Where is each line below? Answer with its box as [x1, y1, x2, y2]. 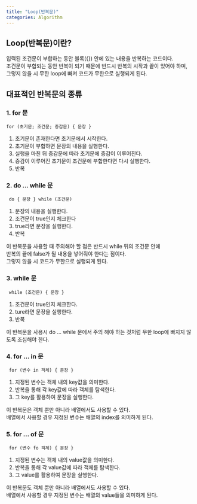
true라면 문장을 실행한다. [14, 223, 73, 230]
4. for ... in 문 [6, 352, 44, 360]
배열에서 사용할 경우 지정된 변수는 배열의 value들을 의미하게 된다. [6, 491, 158, 499]
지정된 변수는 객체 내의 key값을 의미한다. [14, 378, 110, 385]
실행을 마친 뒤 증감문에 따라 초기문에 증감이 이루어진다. [14, 150, 143, 157]
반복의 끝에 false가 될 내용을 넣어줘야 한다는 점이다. [6, 250, 127, 257]
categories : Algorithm [6, 14, 63, 20]
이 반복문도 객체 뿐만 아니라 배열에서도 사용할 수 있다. [6, 484, 130, 491]
